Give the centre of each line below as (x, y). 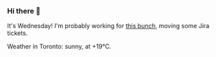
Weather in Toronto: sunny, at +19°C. (59, 47)
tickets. (18, 33)
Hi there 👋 (24, 11)
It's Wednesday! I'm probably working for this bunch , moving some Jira (108, 26)
